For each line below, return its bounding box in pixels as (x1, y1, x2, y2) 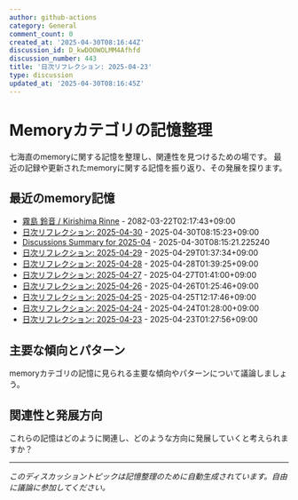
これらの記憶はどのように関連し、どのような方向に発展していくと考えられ (9, 433, 281, 443)
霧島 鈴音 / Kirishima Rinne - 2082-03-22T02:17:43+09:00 (21, 216, 236, 226)
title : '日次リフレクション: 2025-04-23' (9, 63, 153, 72)
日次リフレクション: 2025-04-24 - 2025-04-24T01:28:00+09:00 (21, 303, 260, 313)
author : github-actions (9, 12, 98, 22)
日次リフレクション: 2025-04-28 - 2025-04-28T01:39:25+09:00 (21, 258, 259, 269)
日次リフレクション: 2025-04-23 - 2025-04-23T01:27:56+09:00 (21, 314, 259, 325)
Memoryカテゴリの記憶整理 (9, 120, 213, 140)
